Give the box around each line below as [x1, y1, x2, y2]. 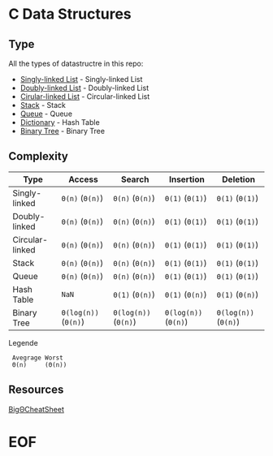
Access [68, 174, 99, 185]
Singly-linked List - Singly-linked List [19, 75, 143, 84]
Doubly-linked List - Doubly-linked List [19, 83, 149, 92]
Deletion [222, 174, 256, 185]
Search [120, 174, 149, 185]
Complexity [8, 149, 69, 163]
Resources [8, 383, 64, 397]
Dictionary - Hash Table [19, 118, 100, 127]
